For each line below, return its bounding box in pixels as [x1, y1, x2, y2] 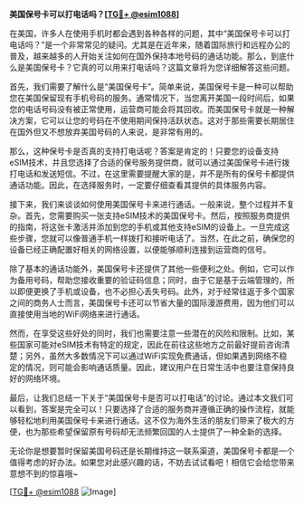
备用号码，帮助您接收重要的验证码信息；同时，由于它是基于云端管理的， [16, 275, 287, 285]
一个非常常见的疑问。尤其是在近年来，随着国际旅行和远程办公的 [52, 40, 291, 50]
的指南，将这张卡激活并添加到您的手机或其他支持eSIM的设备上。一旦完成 [9, 222, 282, 232]
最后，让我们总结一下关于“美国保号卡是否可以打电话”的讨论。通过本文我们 [9, 393, 287, 403]
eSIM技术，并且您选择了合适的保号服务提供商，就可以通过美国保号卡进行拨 [9, 158, 290, 167]
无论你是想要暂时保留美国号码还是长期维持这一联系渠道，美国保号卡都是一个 [9, 445, 295, 456]
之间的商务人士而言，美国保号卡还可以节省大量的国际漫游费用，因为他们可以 [9, 298, 295, 308]
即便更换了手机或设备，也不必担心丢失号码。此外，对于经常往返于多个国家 [16, 286, 295, 297]
